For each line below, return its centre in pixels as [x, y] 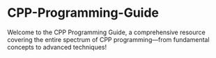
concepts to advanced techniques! [57, 47]
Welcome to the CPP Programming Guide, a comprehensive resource [106, 32]
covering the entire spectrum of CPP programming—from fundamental [109, 39]
